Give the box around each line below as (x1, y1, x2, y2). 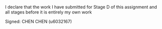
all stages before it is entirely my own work (5, 9, 92, 15)
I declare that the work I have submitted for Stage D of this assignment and (5, 4, 158, 10)
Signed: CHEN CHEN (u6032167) (5, 19, 72, 24)
